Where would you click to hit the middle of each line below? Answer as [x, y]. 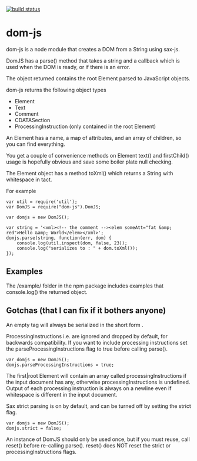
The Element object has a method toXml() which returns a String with [90, 173]
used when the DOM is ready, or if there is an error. [68, 67]
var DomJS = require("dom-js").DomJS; [54, 207]
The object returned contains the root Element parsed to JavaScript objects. [98, 78]
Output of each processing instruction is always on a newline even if [89, 388]
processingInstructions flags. [41, 452]
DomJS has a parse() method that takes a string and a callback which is [93, 61]
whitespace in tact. [29, 179]
